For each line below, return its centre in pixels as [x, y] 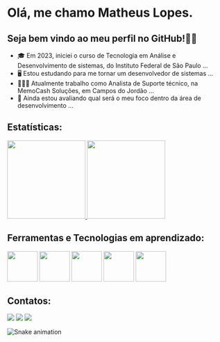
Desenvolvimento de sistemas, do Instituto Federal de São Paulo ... [112, 65]
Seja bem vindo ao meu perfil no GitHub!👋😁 [102, 39]
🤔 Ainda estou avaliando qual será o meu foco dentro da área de [109, 98]
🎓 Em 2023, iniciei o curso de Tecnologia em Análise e [96, 56]
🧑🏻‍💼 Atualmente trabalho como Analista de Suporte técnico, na [108, 83]
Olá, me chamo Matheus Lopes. [100, 13]
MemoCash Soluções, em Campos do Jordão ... [86, 91]
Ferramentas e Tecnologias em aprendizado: [106, 238]
